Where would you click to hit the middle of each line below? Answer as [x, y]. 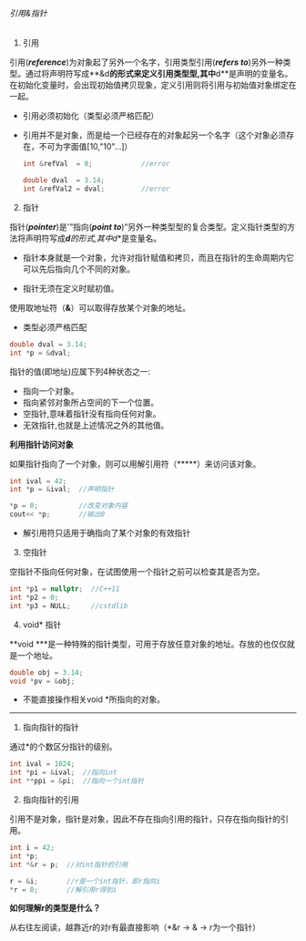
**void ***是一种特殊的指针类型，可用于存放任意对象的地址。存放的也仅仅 [148, 644]
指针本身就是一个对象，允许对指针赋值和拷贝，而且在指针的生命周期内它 [158, 257]
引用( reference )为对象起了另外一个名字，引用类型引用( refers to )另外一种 [147, 62]
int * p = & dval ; [40, 353]
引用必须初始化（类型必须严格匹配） [91, 116]
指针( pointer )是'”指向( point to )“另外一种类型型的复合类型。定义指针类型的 [148, 226]
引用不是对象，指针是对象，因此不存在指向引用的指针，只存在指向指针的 [145, 819]
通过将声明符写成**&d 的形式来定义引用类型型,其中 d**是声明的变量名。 [159, 74]
